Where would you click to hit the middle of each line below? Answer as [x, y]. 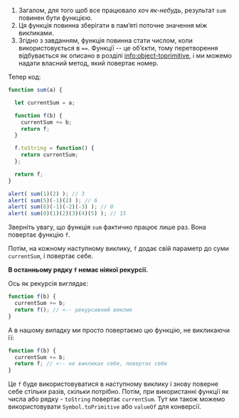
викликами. [36, 33]
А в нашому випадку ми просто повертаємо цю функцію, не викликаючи [119, 330]
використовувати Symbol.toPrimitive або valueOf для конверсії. [105, 407]
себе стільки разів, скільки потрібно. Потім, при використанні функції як [118, 392]
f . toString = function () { [54, 149]
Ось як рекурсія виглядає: [48, 284]
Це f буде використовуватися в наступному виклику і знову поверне [113, 384]
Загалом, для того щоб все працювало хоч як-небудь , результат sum [122, 10]
